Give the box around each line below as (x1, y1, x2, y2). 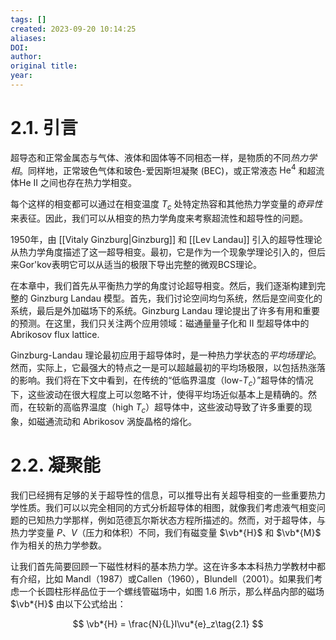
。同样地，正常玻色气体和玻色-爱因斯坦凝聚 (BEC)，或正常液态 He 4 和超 (19, 162, 317, 176)
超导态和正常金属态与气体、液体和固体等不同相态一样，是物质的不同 (10, 151, 291, 163)
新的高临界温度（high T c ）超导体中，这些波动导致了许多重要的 (44, 401, 304, 415)
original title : (10, 61, 78, 71)
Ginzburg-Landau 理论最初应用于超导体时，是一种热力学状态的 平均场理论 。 (10, 349, 322, 361)
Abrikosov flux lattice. (10, 329, 100, 341)
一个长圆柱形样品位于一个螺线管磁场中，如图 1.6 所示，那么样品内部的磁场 (18, 585, 325, 597)
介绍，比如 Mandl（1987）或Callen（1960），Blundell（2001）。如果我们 (18, 572, 315, 585)
